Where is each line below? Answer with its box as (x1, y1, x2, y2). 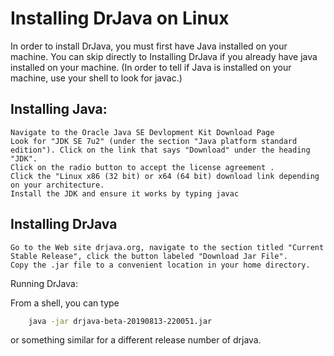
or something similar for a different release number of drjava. (10, 334, 262, 346)
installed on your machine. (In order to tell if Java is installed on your (10, 61, 292, 73)
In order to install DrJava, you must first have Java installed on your (10, 40, 288, 52)
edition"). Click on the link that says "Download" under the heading (10, 145, 311, 155)
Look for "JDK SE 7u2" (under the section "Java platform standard (10, 136, 298, 146)
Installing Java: (10, 101, 108, 118)
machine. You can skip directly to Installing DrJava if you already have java (10, 50, 318, 62)
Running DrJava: (10, 277, 78, 289)
